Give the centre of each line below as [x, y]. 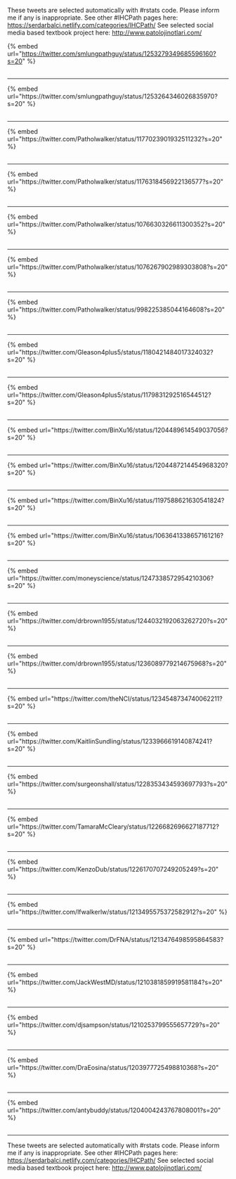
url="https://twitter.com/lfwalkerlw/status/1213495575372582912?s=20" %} [117, 912]
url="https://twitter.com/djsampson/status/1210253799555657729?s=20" [114, 1025]
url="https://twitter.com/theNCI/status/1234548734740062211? [131, 699]
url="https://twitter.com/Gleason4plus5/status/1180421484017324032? [110, 352]
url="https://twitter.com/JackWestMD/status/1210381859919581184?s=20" [115, 982]
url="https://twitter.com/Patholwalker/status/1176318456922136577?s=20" [115, 181]
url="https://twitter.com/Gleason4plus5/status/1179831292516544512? [110, 395]
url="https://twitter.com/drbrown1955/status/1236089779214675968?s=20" [117, 663]
